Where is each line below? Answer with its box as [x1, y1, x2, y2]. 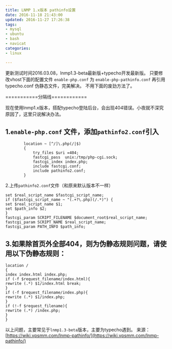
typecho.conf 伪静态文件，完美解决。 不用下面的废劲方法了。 [5, 83, 135, 89]
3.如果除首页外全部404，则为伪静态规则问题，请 [5, 240, 160, 248]
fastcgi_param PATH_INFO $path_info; [5, 224, 86, 229]
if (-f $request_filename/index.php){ [5, 290, 88, 296]
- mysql [5, 27, 22, 32]
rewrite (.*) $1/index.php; [5, 295, 66, 300]
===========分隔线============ [5, 94, 88, 100]
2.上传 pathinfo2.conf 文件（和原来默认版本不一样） [5, 182, 114, 189]
